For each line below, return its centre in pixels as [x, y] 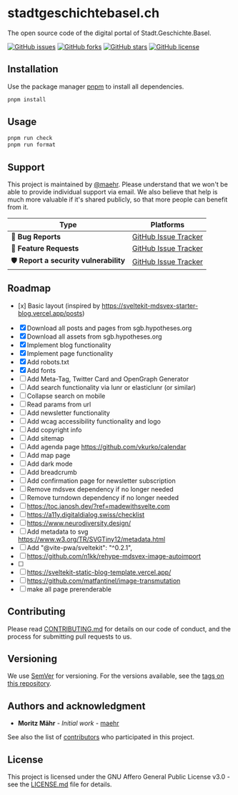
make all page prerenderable [69, 589]
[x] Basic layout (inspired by [59, 306]
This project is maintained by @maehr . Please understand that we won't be [118, 184]
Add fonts [41, 370]
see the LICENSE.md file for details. [60, 784]
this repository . [30, 684]
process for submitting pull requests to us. [70, 636]
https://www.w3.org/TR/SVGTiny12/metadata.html [91, 539]
